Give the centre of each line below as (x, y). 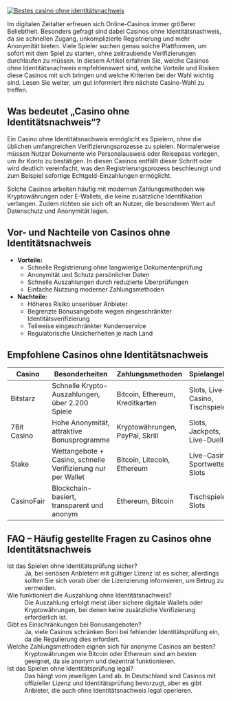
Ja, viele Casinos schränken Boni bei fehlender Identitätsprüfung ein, (122, 632)
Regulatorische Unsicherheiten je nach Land (90, 333)
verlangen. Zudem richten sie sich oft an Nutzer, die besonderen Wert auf (111, 203)
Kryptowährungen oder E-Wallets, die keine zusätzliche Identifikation (105, 196)
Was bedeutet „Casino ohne (68, 111)
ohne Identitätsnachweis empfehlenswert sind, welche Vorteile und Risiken (113, 68)
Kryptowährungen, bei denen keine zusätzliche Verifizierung (110, 610)
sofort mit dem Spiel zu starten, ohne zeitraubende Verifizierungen (102, 53)
